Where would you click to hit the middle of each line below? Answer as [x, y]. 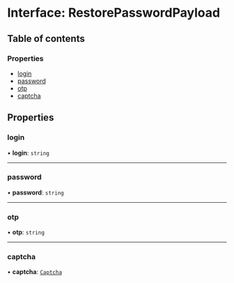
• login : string [29, 153]
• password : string [36, 192]
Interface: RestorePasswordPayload [114, 13]
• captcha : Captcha [35, 272]
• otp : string [26, 232]
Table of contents [46, 39]
